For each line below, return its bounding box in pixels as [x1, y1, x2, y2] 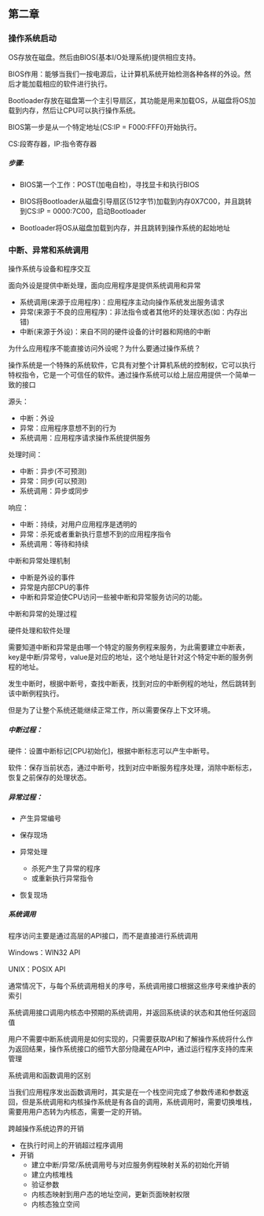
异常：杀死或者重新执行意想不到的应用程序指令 [19, 529, 171, 539]
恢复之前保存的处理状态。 [8, 772, 91, 782]
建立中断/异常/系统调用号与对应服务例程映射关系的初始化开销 [31, 1159, 229, 1170]
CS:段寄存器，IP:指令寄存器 [8, 138, 97, 148]
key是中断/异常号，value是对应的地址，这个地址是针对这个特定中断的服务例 [8, 652, 253, 661]
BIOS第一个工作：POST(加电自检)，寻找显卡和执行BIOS [19, 179, 200, 189]
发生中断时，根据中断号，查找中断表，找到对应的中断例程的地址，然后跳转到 [8, 679, 256, 688]
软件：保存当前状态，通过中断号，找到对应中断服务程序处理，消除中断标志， [8, 762, 256, 772]
